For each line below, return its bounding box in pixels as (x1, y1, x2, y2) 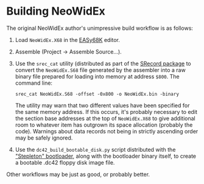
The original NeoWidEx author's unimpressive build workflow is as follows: (6, 24, 194, 32)
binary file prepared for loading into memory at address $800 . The (15, 73, 180, 80)
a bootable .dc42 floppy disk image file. (15, 158, 115, 166)
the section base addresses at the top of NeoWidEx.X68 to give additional (15, 115, 196, 122)
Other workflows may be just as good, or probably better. (6, 171, 150, 178)
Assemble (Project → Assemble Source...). (15, 48, 122, 55)
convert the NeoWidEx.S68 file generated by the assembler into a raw (15, 66, 186, 74)
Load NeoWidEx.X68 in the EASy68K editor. (15, 36, 121, 43)
